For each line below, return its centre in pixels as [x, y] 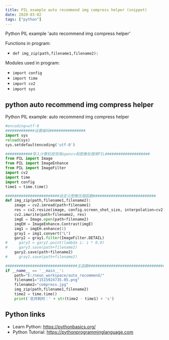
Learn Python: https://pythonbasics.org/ [54, 326]
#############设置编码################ [46, 131]
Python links [25, 315]
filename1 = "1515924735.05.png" [47, 280]
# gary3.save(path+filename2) [41, 248]
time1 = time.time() [27, 187]
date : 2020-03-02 [23, 15]
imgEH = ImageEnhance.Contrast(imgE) [54, 224]
